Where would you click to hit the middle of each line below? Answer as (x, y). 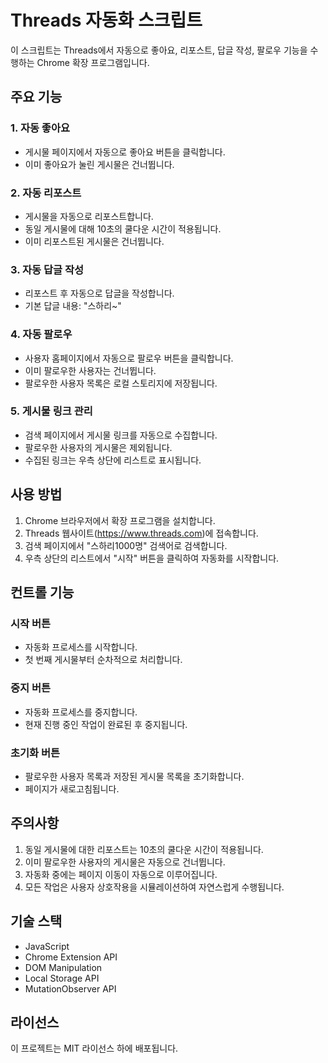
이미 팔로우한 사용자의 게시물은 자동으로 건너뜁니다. (125, 862)
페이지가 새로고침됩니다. (72, 788)
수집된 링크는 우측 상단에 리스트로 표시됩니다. (113, 460)
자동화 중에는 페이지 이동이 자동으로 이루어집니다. (121, 874)
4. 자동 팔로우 (41, 334)
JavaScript (47, 946)
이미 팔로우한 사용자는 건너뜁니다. (90, 370)
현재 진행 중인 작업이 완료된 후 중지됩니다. (106, 724)
